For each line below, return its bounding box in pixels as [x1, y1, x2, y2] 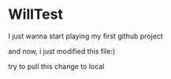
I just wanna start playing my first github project [8, 31, 163, 41]
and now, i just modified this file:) [8, 46, 116, 56]
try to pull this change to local [8, 61, 105, 71]
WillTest [8, 5, 63, 23]
